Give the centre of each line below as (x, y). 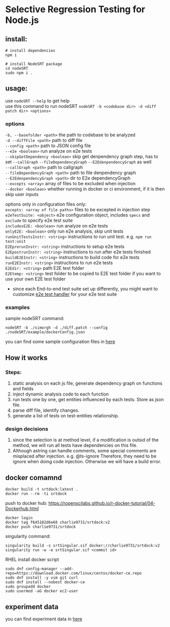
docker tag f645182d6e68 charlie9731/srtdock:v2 (58, 523)
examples (18, 307)
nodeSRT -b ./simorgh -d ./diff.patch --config (57, 328)
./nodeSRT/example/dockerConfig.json (45, 332)
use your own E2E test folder (36, 279)
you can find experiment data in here (44, 619)
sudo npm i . (19, 73)
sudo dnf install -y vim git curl (42, 578)
